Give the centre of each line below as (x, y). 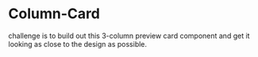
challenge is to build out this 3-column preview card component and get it (129, 36)
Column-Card (54, 14)
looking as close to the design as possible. (78, 44)
